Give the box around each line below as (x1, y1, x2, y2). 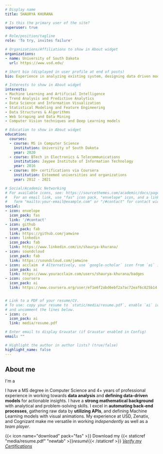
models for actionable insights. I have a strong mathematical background (5, 398, 154, 404)
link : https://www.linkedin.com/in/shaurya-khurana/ (9, 245, 118, 250)
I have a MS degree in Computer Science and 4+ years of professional (5, 387, 146, 393)
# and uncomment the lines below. (5, 307, 75, 312)
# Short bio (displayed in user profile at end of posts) (5, 69, 125, 74)
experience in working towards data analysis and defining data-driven (5, 393, 148, 399)
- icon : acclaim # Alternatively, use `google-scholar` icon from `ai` (5, 263, 155, 268)
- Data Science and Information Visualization (5, 101, 101, 105)
